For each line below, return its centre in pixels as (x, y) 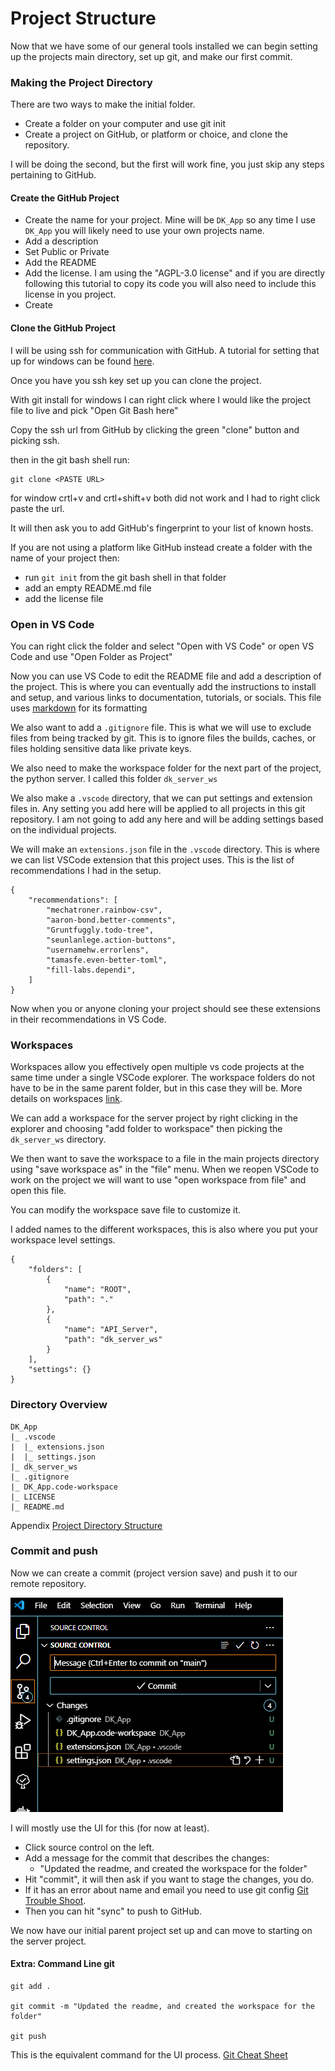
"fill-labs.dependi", (91, 970)
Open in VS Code (52, 624)
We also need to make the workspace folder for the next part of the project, (166, 768)
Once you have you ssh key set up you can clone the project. (136, 380)
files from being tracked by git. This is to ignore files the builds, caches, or (163, 738)
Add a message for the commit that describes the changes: (147, 1858)
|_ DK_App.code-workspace (64, 1487)
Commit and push (54, 1551)
